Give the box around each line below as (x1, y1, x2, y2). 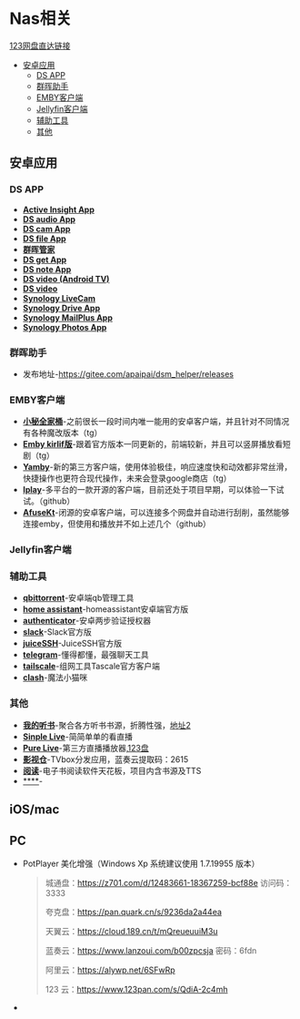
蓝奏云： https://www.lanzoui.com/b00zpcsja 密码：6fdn (45, 944, 257, 956)
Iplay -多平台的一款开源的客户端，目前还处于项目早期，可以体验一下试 (22, 484, 285, 495)
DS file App (22, 233, 66, 244)
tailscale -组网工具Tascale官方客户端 (22, 661, 161, 672)
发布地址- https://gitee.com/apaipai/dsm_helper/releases (22, 368, 235, 379)
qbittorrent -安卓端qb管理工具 (22, 593, 135, 604)
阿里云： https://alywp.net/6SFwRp (45, 964, 175, 975)
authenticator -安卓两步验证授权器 (22, 616, 152, 627)
